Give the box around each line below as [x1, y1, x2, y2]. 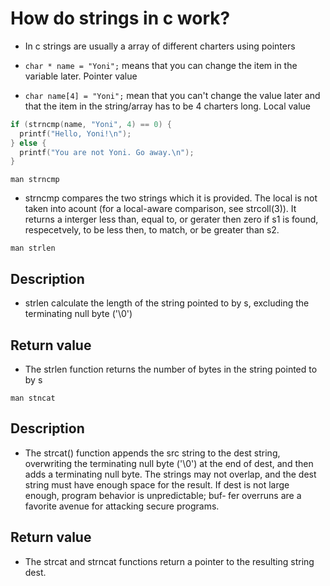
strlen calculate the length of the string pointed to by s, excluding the [24, 297, 310, 309]
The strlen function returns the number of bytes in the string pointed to [24, 363, 318, 375]
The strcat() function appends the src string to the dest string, [24, 447, 281, 459]
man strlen [10, 243, 56, 254]
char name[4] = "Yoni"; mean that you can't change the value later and [24, 89, 321, 101]
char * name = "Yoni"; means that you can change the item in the [24, 59, 298, 71]
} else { [10, 138, 47, 148]
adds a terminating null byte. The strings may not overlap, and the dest [24, 468, 317, 480]
